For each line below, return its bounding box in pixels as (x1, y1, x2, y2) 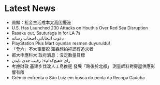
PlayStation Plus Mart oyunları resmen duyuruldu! (11, 40, 110, 46)
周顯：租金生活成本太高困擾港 (11, 19, 71, 25)
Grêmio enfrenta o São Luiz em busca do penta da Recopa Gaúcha (11, 74, 145, 80)
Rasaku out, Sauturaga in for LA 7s (11, 30, 81, 36)
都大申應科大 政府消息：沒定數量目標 (11, 52, 85, 58)
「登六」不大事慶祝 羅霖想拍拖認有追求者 (11, 46, 94, 52)
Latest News (4, 3, 56, 14)
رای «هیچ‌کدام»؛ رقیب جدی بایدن (11, 57, 71, 63)
